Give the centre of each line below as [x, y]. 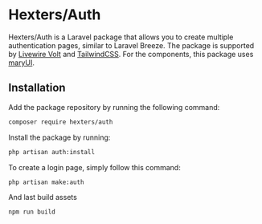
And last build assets [43, 198]
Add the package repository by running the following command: [114, 107]
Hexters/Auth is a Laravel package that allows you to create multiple [121, 37]
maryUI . [21, 63]
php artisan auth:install [51, 152]
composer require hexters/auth [61, 122]
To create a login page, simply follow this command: [94, 167]
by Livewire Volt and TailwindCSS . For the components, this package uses [131, 54]
